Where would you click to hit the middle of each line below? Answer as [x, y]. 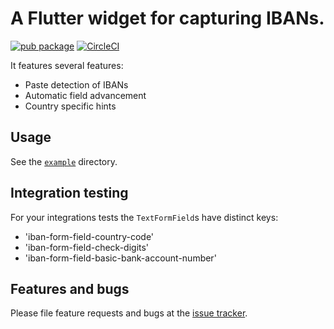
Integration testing [69, 193]
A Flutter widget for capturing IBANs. [167, 18]
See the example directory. [64, 161]
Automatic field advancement [85, 95]
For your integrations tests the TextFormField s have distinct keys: [144, 217]
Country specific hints [70, 106]
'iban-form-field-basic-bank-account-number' [120, 258]
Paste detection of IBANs [76, 84]
